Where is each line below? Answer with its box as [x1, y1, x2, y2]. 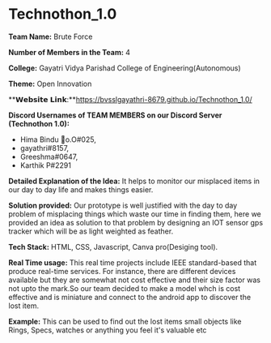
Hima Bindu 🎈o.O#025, [19, 135, 97, 144]
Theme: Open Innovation [8, 79, 92, 88]
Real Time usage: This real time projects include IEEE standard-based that [8, 257, 257, 268]
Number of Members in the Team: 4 [8, 47, 131, 57]
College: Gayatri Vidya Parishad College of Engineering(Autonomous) [8, 62, 241, 73]
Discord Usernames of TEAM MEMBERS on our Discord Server [8, 110, 222, 120]
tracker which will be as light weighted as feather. [8, 226, 174, 236]
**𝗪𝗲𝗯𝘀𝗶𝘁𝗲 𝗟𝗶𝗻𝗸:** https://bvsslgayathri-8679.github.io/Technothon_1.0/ [8, 94, 252, 104]
